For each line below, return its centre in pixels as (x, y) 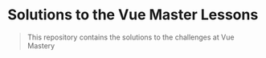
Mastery (41, 45)
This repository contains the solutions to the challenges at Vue (131, 37)
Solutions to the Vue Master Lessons (133, 15)
